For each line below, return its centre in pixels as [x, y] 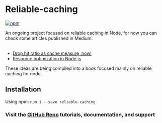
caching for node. [24, 73]
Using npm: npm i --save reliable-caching [50, 101]
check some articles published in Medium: [49, 38]
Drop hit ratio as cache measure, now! [52, 53]
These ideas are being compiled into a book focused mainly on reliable [78, 68]
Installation [23, 90]
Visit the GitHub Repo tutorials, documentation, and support [80, 114]
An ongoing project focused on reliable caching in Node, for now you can [81, 33]
